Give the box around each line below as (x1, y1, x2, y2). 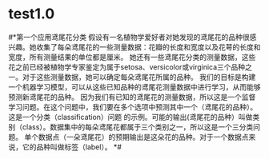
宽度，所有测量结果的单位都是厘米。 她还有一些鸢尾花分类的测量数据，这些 (8, 52, 256, 62)
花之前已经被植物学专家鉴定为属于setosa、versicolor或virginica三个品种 (8, 62, 246, 72)
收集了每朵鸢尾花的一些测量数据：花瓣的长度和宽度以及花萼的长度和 (35, 42, 261, 52)
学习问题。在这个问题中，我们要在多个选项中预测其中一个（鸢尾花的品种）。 (8, 101, 258, 112)
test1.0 (8, 5, 55, 23)
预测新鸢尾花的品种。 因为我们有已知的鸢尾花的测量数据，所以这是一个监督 (8, 92, 256, 101)
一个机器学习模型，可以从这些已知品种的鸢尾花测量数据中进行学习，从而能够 (8, 81, 261, 92)
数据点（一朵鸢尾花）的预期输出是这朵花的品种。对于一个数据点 (38, 132, 249, 141)
